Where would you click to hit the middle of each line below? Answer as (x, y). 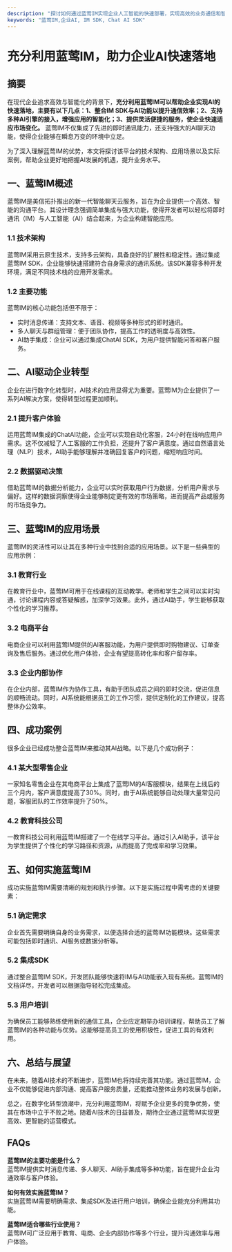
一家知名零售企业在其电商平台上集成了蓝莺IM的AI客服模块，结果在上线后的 (113, 784)
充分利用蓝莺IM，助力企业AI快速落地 (112, 56)
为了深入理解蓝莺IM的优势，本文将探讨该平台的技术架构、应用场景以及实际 (114, 151)
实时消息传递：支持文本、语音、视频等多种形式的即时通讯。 (102, 322)
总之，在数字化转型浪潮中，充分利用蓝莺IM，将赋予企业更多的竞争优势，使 (114, 1103)
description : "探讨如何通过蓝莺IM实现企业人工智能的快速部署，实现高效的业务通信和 (114, 13)
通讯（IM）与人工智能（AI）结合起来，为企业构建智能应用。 (92, 219)
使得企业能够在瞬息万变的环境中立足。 (74, 136)
